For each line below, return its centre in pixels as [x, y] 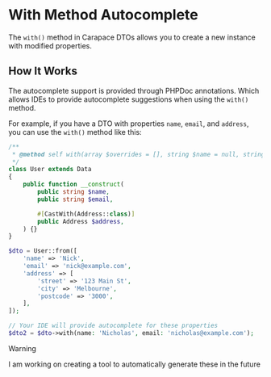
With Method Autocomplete [104, 15]
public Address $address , [81, 221]
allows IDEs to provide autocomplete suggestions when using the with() [129, 99]
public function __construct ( [74, 184]
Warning [22, 348]
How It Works [43, 71]
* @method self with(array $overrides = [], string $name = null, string [138, 154]
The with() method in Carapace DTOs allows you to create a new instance [132, 37]
